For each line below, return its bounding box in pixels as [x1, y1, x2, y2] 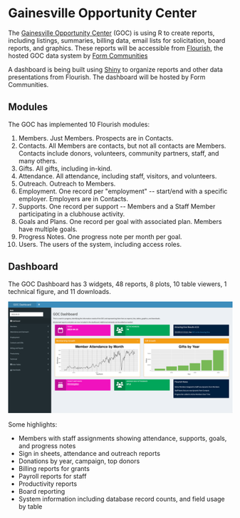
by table [18, 502, 43, 511]
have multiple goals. [18, 225, 78, 233]
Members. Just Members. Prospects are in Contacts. [18, 133, 174, 142]
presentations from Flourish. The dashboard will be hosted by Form [8, 73, 206, 81]
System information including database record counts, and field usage [18, 494, 225, 503]
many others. [18, 156, 58, 165]
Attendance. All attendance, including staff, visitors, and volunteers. [18, 171, 217, 180]
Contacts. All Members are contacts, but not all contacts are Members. [18, 141, 226, 150]
